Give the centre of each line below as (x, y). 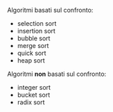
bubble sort (34, 38)
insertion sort (36, 31)
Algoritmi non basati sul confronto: (57, 74)
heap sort (31, 61)
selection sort (37, 23)
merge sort (33, 46)
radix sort (31, 102)
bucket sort (34, 95)
